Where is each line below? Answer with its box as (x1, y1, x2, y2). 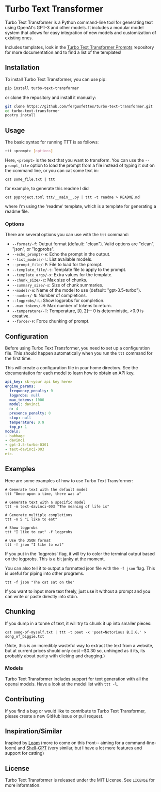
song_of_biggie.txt (5, 634, 45, 639)
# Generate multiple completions (5, 512, 73, 517)
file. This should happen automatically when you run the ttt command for (5, 350, 153, 356)
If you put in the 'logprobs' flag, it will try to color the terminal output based (5, 551, 155, 556)
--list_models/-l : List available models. (12, 256, 93, 262)
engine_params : (5, 384, 36, 389)
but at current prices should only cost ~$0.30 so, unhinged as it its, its (5, 648, 145, 653)
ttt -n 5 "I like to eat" (5, 517, 57, 522)
